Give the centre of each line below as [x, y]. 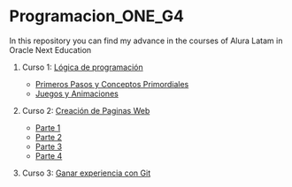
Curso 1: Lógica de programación [82, 67]
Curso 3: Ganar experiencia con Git [86, 173]
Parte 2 [48, 137]
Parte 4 [49, 155]
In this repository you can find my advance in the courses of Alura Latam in [146, 41]
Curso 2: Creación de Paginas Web [86, 110]
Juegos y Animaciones [77, 93]
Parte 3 [49, 146]
